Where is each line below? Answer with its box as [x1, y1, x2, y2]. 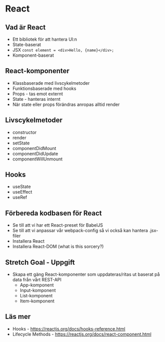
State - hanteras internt [12, 96, 61, 102]
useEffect [12, 189, 32, 195]
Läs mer [5, 312, 31, 321]
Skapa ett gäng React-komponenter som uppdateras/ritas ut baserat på [12, 271, 160, 277]
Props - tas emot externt [12, 91, 63, 97]
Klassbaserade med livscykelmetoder [12, 80, 90, 86]
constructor [12, 129, 37, 135]
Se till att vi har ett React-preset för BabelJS [12, 222, 103, 228]
